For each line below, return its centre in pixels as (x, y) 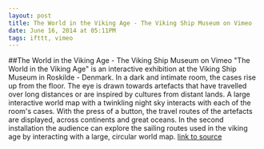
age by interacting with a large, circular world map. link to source (115, 137)
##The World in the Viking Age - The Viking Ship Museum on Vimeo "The (129, 61)
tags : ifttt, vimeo (41, 38)
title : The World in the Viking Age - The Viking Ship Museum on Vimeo (130, 23)
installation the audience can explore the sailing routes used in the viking (128, 128)
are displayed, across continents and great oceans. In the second (116, 120)
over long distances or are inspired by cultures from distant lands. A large (129, 94)
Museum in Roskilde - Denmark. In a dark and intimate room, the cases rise (132, 77)
